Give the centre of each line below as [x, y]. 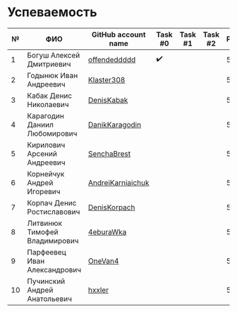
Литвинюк [44, 223]
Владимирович [53, 241]
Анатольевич [50, 298]
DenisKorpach [111, 207]
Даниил [41, 124]
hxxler [98, 290]
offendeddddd [112, 59]
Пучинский [46, 281]
